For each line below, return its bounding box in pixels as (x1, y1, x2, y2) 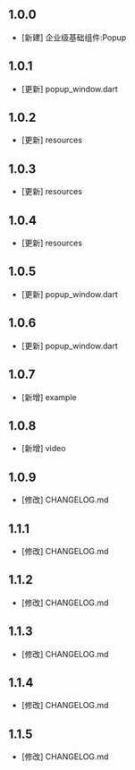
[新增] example (21, 391, 77, 402)
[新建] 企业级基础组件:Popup (21, 31, 127, 43)
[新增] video (21, 443, 66, 454)
